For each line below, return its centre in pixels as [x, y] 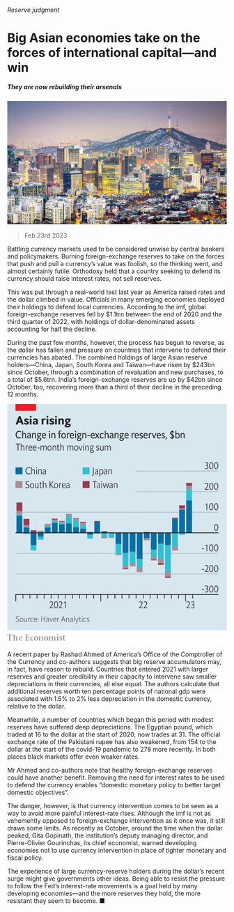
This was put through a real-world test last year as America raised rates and [116, 292]
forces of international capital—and [112, 53]
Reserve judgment [33, 10]
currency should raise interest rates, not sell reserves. [85, 279]
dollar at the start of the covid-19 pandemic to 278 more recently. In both [111, 749]
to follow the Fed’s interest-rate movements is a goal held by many [102, 886]
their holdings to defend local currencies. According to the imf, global [107, 307]
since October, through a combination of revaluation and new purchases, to [116, 372]
